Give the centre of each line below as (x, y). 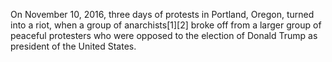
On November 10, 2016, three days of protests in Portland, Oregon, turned (162, 14)
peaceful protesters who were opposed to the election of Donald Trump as (164, 35)
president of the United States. (73, 46)
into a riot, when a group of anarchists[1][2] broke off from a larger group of (166, 25)
